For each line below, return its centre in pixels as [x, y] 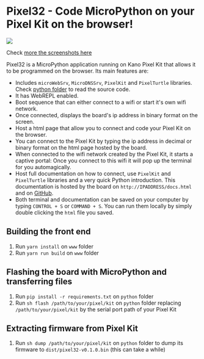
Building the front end [49, 232]
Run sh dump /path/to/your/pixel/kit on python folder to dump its [99, 343]
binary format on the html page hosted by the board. [81, 147]
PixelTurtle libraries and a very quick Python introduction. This [95, 180]
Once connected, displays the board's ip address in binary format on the [107, 115]
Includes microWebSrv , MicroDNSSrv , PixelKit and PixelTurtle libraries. [104, 82]
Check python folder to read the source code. [73, 89]
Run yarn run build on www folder [57, 253]
